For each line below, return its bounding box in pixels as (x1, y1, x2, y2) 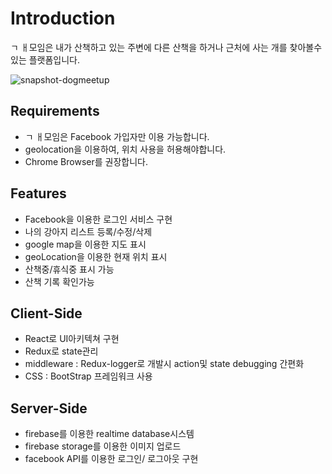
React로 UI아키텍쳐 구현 (24, 333, 120, 345)
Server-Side (10, 400, 88, 417)
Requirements (10, 103, 100, 120)
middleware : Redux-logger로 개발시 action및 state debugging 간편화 (24, 358, 305, 370)
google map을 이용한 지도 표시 (24, 238, 147, 250)
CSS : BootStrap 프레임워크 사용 (24, 370, 153, 382)
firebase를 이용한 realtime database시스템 (24, 428, 195, 440)
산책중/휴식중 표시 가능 (24, 263, 115, 275)
